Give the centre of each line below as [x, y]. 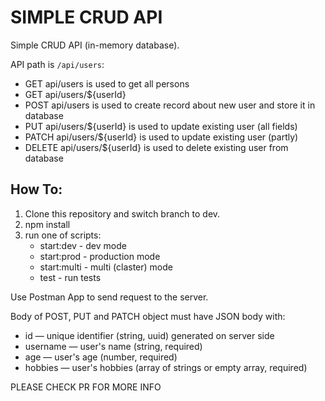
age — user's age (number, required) [101, 357]
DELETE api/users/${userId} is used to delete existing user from [156, 147]
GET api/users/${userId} [75, 94]
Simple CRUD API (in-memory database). [95, 45]
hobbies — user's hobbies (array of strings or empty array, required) [166, 367]
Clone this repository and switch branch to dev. [122, 213]
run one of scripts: [63, 235]
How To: [36, 189]
